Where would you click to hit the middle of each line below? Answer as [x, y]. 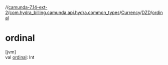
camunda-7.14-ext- [28, 7]
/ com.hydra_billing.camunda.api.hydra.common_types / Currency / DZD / [80, 12]
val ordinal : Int [20, 57]
